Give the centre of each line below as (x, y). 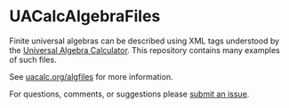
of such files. (33, 59)
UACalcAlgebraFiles (85, 16)
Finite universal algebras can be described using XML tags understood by (144, 41)
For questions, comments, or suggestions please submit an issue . (129, 94)
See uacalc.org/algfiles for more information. (91, 76)
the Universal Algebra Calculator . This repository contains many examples (144, 50)
